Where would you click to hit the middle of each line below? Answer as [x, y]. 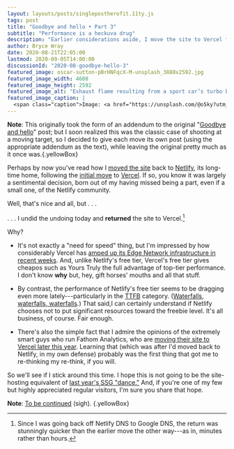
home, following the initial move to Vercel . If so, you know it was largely [124, 175]
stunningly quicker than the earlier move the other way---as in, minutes [120, 431]
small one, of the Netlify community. [59, 190]
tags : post [23, 20]
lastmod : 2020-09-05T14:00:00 [51, 59]
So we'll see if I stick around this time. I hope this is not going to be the [109, 375]
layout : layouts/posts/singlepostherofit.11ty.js [81, 14]
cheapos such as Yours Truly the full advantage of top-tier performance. [122, 267]
